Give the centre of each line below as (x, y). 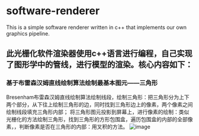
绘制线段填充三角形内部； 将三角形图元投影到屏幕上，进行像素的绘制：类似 (98, 112)
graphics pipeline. (28, 33)
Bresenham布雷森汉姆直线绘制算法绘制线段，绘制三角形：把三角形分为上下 (98, 97)
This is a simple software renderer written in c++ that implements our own (96, 27)
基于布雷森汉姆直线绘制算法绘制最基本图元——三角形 (82, 83)
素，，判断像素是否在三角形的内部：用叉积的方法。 (67, 127)
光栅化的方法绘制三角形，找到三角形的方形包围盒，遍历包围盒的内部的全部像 (99, 119)
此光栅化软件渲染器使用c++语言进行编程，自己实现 (99, 54)
